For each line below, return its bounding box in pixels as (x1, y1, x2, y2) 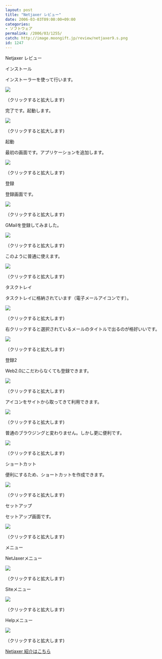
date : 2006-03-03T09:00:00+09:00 (5, 17, 76, 22)
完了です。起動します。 (5, 107, 54, 113)
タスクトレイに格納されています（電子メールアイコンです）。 (5, 295, 132, 301)
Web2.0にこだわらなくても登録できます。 (5, 368, 92, 374)
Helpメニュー (5, 617, 33, 623)
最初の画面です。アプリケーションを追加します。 (5, 149, 106, 155)
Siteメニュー (5, 586, 31, 592)
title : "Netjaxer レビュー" (5, 12, 62, 17)
